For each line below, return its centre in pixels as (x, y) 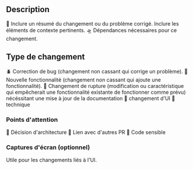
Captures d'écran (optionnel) (48, 147)
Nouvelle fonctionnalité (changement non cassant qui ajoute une (84, 80)
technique (18, 104)
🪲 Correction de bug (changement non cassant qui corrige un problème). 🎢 (97, 71)
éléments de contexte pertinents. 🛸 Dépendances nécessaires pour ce (92, 30)
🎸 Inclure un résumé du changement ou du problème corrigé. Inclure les (92, 23)
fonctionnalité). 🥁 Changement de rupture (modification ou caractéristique (95, 86)
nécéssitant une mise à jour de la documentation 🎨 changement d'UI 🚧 (91, 98)
